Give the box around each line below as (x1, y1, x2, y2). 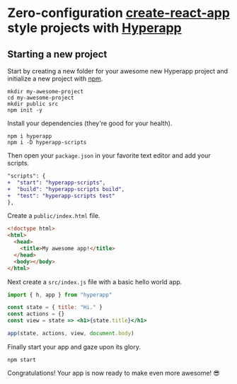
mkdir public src (7, 100, 59, 107)
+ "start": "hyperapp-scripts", (7, 179, 106, 186)
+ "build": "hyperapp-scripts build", (7, 185, 125, 192)
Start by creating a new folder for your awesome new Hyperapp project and (7, 67, 229, 75)
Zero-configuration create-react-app (7, 5, 230, 21)
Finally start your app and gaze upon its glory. (7, 342, 141, 351)
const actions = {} (7, 310, 65, 318)
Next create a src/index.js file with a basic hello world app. (7, 277, 183, 286)
